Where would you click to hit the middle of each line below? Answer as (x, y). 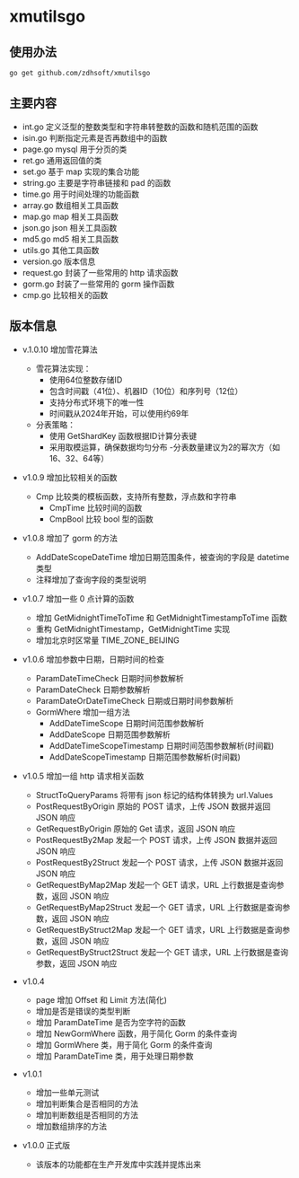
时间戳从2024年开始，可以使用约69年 (119, 413)
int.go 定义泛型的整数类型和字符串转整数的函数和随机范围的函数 (140, 127)
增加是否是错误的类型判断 (83, 1011)
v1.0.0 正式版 (46, 1145)
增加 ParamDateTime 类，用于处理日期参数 (114, 1056)
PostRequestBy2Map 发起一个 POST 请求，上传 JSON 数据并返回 (156, 840)
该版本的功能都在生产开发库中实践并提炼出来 (119, 1164)
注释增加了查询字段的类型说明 (91, 579)
